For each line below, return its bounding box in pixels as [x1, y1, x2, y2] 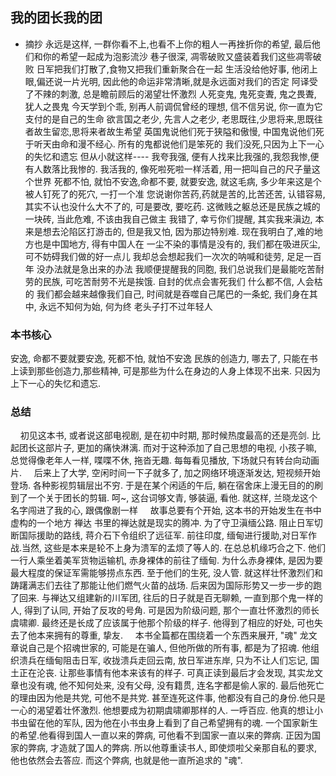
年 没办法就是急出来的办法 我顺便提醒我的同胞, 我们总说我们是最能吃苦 [24, 263, 316, 275]
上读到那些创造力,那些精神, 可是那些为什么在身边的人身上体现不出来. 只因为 [10, 365, 321, 377]
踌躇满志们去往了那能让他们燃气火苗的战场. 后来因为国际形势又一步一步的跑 [10, 579, 322, 592]
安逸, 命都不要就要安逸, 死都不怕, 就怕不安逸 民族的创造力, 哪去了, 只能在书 [10, 353, 318, 365]
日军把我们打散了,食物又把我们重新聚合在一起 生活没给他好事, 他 [36, 63, 301, 75]
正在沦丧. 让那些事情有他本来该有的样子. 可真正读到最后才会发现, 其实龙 [18, 667, 315, 679]
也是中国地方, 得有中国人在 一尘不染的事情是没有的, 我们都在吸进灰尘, [33, 238, 321, 250]
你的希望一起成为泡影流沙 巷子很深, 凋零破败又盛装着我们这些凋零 [42, 50, 313, 62]
